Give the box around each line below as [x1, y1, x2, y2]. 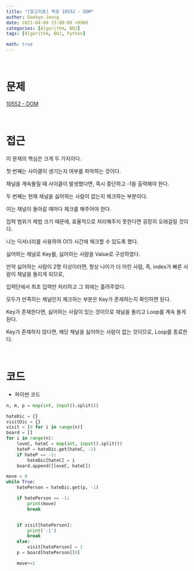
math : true [6, 41, 33, 47]
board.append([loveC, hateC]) [17, 463, 91, 469]
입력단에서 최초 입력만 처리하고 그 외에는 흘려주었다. [6, 283, 126, 290]
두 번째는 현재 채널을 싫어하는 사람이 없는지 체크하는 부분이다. [6, 193, 148, 200]
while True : [6, 479, 35, 485]
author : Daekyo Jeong [6, 14, 60, 20]
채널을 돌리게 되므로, [17, 270, 65, 277]
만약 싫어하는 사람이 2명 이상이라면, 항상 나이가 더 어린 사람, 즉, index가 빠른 [6, 263, 183, 270]
